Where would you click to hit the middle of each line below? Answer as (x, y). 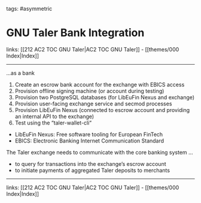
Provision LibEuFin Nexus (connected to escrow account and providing (102, 110)
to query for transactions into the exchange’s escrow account (90, 163)
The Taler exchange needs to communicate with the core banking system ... (100, 152)
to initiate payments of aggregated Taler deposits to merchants (92, 170)
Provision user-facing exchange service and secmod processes (93, 104)
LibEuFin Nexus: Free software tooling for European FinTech (89, 134)
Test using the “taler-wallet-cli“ (53, 123)
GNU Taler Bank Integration (75, 33)
